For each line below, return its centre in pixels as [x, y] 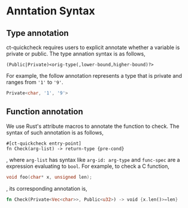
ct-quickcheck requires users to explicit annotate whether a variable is [93, 47]
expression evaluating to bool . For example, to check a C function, [88, 166]
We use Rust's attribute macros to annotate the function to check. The [93, 126]
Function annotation [45, 112]
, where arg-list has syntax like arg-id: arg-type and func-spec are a [93, 160]
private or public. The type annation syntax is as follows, [76, 54]
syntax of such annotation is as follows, [55, 132]
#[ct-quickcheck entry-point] [44, 143]
